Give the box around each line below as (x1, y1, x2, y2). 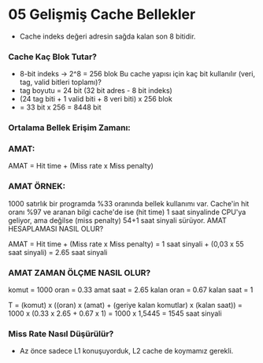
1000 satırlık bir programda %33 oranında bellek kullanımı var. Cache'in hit (8, 198, 250, 208)
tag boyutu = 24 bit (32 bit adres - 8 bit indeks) (19, 86, 173, 95)
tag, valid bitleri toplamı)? (19, 77, 102, 87)
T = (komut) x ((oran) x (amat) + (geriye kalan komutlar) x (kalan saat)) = (8, 301, 243, 310)
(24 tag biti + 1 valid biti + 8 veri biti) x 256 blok (19, 94, 173, 104)
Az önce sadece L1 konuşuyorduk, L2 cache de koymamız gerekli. (19, 346, 234, 356)
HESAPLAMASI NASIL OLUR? (8, 224, 104, 233)
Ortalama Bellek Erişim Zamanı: (8, 122, 131, 133)
